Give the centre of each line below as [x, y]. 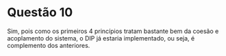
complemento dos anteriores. [49, 45]
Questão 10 [40, 12]
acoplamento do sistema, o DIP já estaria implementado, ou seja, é [101, 38]
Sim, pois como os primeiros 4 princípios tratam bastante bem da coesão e [113, 31]
